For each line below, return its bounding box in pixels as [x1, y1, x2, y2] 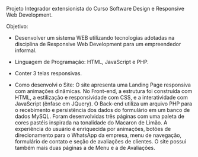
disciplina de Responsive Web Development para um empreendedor [14, 41, 181, 47]
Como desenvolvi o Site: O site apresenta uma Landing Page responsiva [14, 81, 191, 88]
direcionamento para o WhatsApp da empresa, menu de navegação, [14, 132, 182, 139]
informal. [14, 47, 37, 54]
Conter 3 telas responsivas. [14, 70, 82, 76]
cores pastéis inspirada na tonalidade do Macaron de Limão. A [14, 119, 168, 126]
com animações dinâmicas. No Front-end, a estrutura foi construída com [14, 88, 193, 94]
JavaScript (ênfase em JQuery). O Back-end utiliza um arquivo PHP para [14, 100, 193, 107]
